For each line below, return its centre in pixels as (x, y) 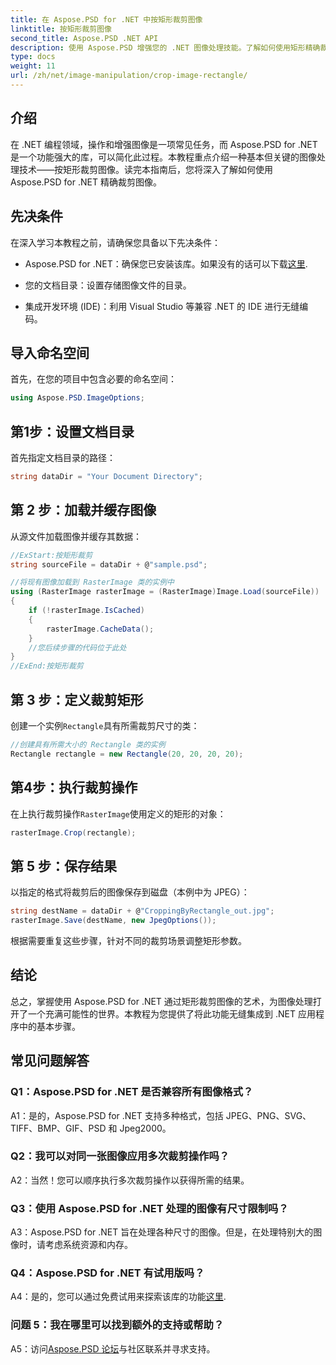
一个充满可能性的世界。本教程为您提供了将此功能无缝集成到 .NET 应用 (171, 1013)
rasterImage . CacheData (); (100, 629)
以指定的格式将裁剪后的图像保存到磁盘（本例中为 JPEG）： (130, 892)
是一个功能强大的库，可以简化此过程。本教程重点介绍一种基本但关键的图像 (163, 157)
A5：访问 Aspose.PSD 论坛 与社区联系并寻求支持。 (113, 1348)
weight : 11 (33, 66)
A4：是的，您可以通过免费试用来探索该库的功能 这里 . (118, 1297)
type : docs (33, 57)
